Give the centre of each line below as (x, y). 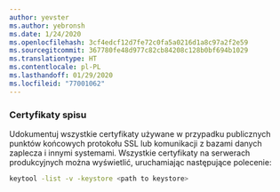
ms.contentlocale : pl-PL (55, 68)
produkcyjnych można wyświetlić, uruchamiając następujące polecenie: (140, 162)
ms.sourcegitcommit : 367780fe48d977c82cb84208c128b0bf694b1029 (129, 51)
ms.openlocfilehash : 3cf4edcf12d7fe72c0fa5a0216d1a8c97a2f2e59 (129, 42)
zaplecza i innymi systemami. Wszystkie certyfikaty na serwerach (130, 153)
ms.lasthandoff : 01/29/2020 (61, 76)
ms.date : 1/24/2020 (45, 34)
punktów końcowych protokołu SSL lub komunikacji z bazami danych (136, 143)
